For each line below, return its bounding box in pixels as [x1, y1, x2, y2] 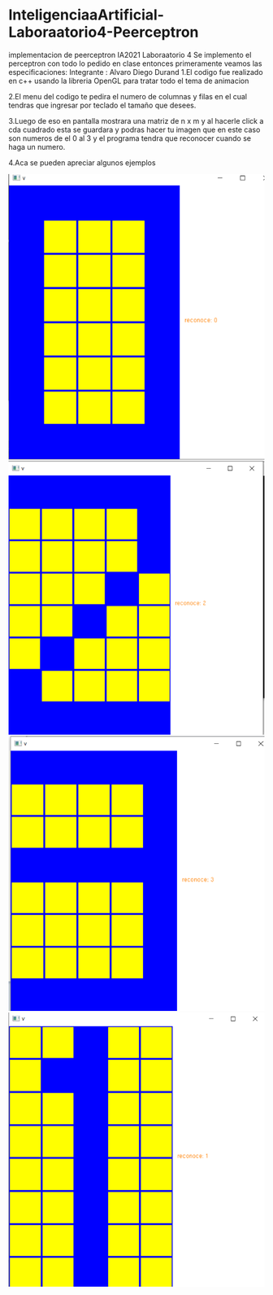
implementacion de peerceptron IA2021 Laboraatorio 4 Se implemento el [8, 50, 252, 59]
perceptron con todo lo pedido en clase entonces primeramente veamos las [8, 59, 262, 68]
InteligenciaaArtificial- [8, 6, 165, 24]
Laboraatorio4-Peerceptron [8, 23, 199, 42]
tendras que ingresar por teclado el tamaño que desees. [8, 100, 197, 110]
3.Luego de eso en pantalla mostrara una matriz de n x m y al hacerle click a [8, 116, 264, 125]
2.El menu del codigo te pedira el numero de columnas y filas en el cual [8, 91, 248, 101]
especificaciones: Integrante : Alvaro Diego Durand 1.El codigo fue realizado [8, 67, 263, 77]
